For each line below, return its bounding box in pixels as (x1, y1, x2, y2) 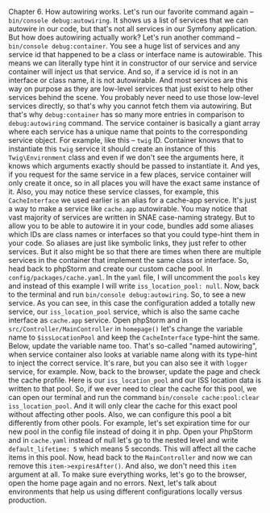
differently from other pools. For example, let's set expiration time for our (8, 419, 250, 427)
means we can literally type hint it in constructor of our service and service (8, 58, 258, 68)
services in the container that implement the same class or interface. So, (8, 256, 250, 265)
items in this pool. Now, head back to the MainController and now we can (8, 453, 252, 462)
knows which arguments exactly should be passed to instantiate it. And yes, (8, 161, 260, 170)
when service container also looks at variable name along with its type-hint (8, 350, 258, 359)
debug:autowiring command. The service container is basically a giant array (8, 119, 260, 127)
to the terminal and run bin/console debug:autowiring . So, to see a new (8, 290, 246, 299)
